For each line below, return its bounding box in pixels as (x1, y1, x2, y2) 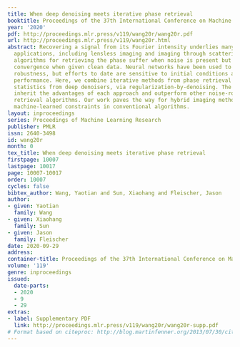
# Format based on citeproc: (7, 328, 94, 336)
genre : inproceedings (7, 269, 72, 276)
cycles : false (7, 182, 50, 190)
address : (7, 249, 34, 257)
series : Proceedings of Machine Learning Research (7, 116, 161, 123)
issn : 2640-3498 (7, 130, 56, 137)
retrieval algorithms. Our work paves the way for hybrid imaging (14, 97, 216, 104)
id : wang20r (7, 136, 43, 143)
